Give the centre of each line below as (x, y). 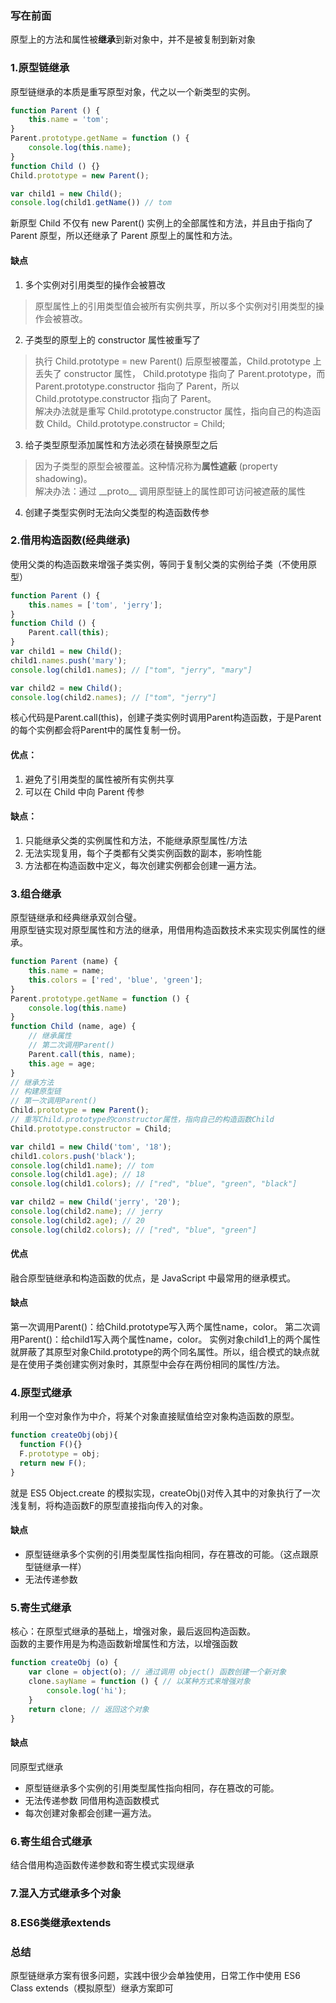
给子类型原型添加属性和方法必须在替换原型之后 (121, 444)
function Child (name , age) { (73, 1027)
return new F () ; (53, 1463)
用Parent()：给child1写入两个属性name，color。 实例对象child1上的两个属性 (165, 1339)
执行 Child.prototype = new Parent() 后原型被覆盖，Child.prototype (172, 361)
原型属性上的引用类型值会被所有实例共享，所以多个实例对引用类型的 (175, 306)
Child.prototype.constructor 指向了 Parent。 (125, 398)
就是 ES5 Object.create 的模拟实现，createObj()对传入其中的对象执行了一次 (165, 1493)
